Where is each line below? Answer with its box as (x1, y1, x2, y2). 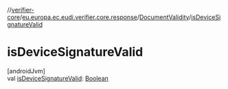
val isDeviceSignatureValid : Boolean (7, 74, 109, 82)
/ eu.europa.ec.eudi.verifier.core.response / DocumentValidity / (19, 13, 192, 21)
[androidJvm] (7, 66, 46, 75)
